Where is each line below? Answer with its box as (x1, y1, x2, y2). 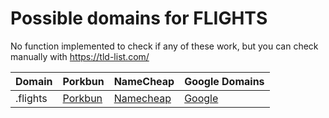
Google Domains (184, 74, 265, 88)
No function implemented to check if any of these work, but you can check (10, 40, 319, 52)
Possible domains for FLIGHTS (10, 7, 268, 30)
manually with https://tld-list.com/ (10, 50, 150, 62)
